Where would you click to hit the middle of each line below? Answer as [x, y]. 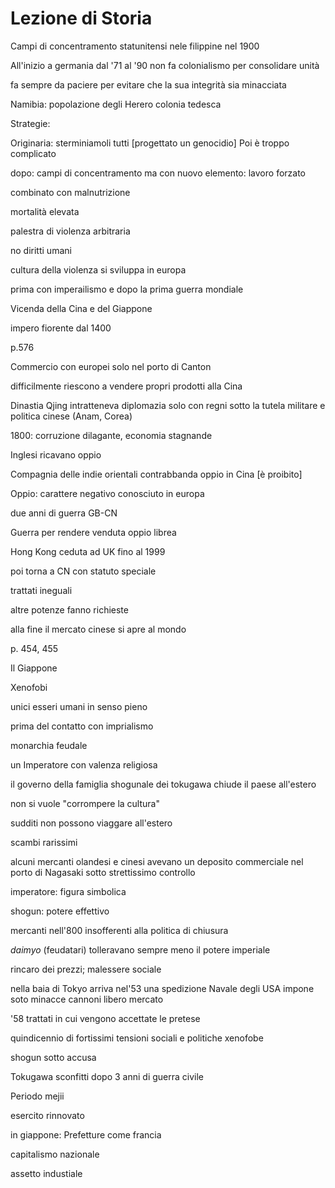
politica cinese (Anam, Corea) [71, 416]
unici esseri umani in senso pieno [79, 706]
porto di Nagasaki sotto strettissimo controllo [103, 872]
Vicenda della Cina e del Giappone [81, 308]
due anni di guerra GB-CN [64, 513]
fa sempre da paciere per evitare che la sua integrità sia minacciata [148, 84]
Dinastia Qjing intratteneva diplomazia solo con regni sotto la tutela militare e [168, 405]
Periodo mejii [37, 1096]
